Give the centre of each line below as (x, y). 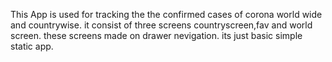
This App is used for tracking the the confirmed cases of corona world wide (166, 14)
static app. (32, 46)
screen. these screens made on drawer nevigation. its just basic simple (156, 35)
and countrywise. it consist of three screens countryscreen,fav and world (161, 25)
